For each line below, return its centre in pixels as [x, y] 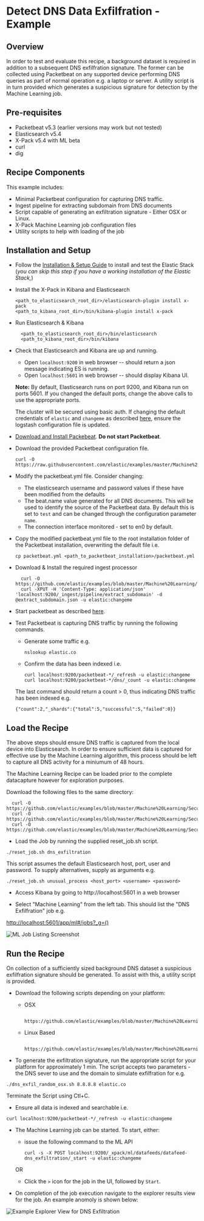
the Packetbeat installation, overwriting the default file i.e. [87, 545]
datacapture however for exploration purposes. [65, 780]
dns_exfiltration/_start [56, 1158]
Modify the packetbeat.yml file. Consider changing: [79, 476]
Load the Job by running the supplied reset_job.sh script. [87, 841]
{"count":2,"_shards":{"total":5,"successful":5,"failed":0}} [95, 709]
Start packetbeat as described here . [60, 611]
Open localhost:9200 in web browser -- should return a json [100, 362]
